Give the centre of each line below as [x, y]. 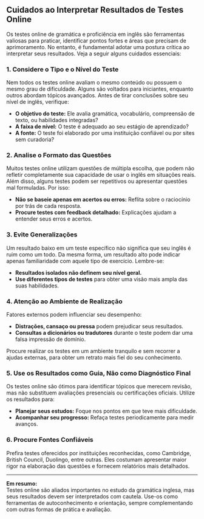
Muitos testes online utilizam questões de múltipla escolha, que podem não [100, 168]
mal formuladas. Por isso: [38, 188]
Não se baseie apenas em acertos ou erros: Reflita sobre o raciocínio [103, 199]
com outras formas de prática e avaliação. [59, 509]
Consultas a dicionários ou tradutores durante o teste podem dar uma [104, 333]
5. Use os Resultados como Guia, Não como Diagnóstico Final [99, 373]
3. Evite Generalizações [42, 235]
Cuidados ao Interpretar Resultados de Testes [95, 10]
